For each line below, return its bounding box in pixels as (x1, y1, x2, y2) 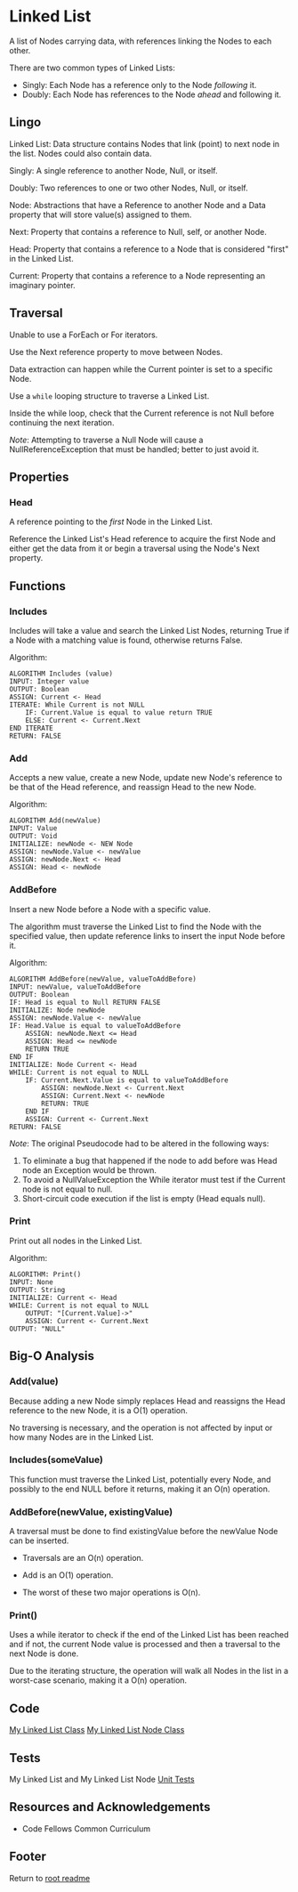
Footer (9, 1849, 47, 1864)
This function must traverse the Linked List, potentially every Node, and (9, 1474, 271, 1484)
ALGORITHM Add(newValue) (9, 816, 101, 825)
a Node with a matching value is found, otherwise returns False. (9, 635, 243, 645)
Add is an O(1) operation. (21, 1570, 114, 1581)
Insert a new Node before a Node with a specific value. (9, 903, 212, 914)
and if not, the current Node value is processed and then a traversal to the (9, 1639, 281, 1650)
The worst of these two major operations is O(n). (21, 1587, 201, 1598)
